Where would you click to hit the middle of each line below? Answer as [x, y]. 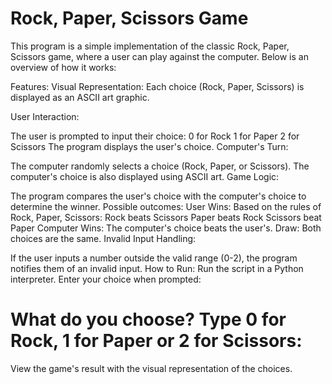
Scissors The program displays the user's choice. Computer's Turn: [149, 146]
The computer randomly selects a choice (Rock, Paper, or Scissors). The [160, 166]
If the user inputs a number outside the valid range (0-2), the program [154, 258]
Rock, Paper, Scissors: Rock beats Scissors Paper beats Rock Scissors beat [166, 217]
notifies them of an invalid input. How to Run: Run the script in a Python [157, 268]
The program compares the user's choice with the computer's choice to [158, 196]
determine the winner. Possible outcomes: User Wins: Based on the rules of [166, 206]
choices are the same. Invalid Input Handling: [103, 238]
